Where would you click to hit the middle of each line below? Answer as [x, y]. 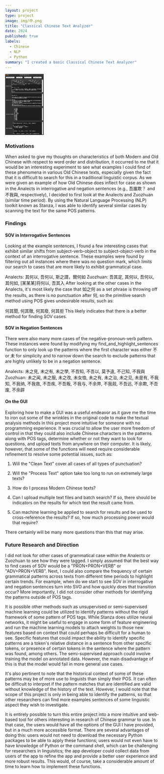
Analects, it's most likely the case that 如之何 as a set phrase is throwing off [81, 289]
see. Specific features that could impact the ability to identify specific [75, 638]
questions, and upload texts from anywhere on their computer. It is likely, [78, 444]
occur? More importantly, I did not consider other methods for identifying [79, 592]
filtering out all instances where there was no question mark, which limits [79, 262]
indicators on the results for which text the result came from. [73, 503]
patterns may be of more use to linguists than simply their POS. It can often [81, 679]
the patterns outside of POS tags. [39, 597]
